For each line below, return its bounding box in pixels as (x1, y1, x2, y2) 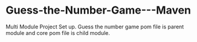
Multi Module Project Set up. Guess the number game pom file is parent (5, 23, 184, 30)
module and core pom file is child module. (5, 29, 110, 36)
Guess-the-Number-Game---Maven (5, 4, 192, 17)
